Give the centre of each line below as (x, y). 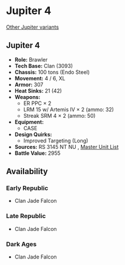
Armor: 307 (29, 84)
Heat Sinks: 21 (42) (38, 91)
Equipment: (29, 122)
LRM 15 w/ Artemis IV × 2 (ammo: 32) (69, 109)
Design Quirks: (33, 134)
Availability (27, 171)
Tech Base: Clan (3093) (44, 66)
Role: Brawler (31, 59)
